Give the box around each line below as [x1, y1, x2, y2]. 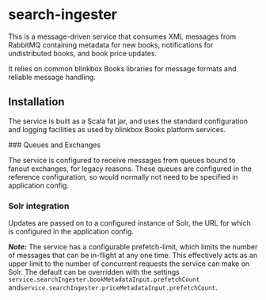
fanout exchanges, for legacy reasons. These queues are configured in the [8, 164, 252, 173]
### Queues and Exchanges [8, 140, 101, 150]
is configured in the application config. [8, 227, 135, 237]
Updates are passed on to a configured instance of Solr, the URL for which [8, 218, 251, 228]
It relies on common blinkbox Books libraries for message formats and [8, 63, 237, 73]
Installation [8, 95, 65, 108]
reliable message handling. [8, 72, 97, 82]
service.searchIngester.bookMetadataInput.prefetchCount [8, 275, 200, 284]
